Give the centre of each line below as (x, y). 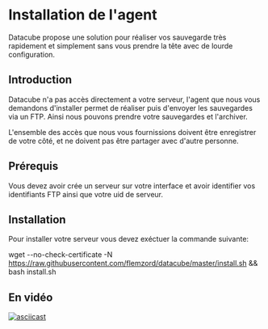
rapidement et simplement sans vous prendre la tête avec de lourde (121, 45)
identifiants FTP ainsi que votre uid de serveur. (86, 194)
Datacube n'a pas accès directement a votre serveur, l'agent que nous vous (134, 99)
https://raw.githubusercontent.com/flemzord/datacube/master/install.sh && (133, 264)
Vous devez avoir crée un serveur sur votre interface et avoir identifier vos (132, 186)
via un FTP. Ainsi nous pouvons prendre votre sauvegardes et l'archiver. (128, 116)
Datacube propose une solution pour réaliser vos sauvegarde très (117, 37)
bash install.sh (32, 272)
